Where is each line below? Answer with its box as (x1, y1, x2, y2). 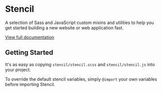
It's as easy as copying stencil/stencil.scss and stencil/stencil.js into (5, 61, 155, 67)
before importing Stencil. (5, 81, 55, 87)
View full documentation (5, 34, 54, 40)
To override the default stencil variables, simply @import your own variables (5, 76, 157, 82)
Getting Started (5, 48, 54, 57)
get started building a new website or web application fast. (5, 24, 124, 30)
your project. (5, 67, 31, 72)
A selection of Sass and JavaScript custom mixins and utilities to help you (5, 20, 154, 25)
